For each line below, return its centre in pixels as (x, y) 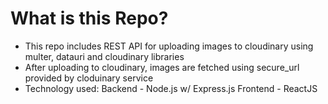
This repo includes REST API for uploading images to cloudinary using (169, 46)
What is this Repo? (89, 18)
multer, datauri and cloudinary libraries (104, 56)
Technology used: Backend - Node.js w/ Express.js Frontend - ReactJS (171, 88)
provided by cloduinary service (89, 78)
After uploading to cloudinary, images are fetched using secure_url (162, 67)
